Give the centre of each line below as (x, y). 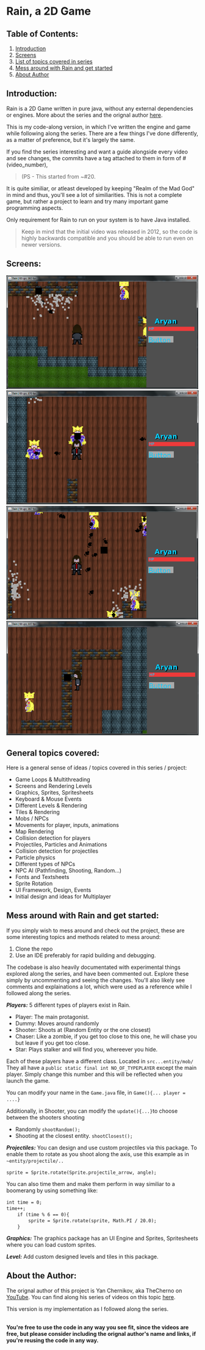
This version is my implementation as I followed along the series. (88, 1309)
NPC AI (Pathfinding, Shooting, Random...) (68, 870)
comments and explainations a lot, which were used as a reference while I (99, 987)
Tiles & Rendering (37, 812)
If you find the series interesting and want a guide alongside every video (97, 152)
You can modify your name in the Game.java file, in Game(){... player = (96, 1092)
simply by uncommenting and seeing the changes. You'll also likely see (95, 980)
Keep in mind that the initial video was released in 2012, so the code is (110, 231)
